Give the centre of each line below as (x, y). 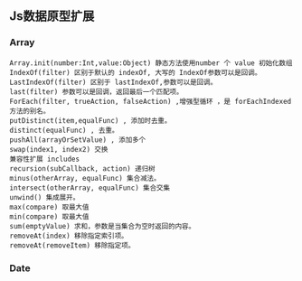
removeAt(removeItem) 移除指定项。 (72, 245)
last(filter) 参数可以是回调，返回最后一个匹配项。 (96, 92)
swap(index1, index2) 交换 (59, 149)
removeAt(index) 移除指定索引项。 (69, 236)
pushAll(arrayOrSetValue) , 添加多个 (78, 140)
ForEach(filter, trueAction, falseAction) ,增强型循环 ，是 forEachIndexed (151, 101)
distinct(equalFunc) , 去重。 (64, 130)
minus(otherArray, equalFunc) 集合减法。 (85, 178)
